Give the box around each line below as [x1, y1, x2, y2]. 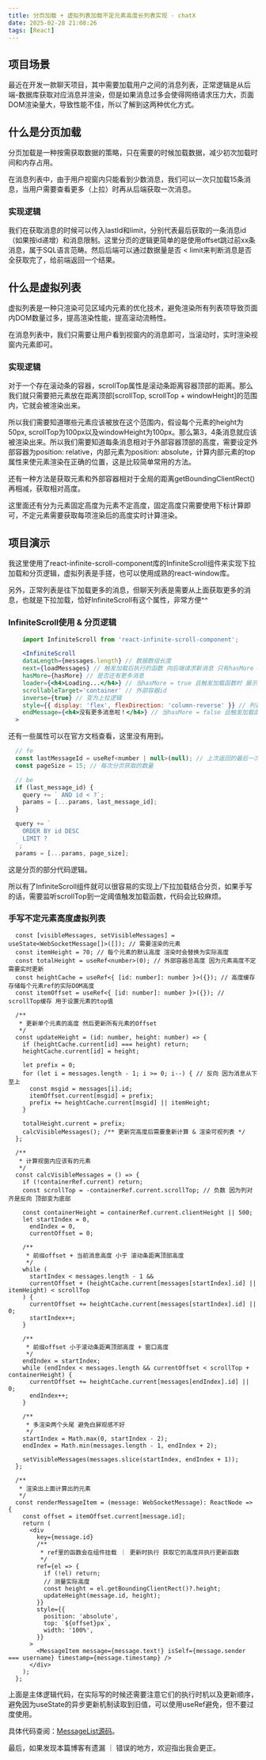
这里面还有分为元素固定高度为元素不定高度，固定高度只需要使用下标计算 [8, 500, 244, 511]
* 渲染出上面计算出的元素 [18, 1484, 91, 1492]
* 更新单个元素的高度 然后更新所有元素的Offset [18, 1019, 157, 1028]
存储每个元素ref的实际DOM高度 [8, 982, 95, 990]
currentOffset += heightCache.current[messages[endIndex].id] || [28, 1378, 249, 1386]
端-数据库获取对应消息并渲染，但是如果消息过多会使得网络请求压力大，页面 [8, 90, 255, 100]
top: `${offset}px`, [43, 1619, 112, 1627]
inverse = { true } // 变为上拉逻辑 [22, 694, 122, 701]
